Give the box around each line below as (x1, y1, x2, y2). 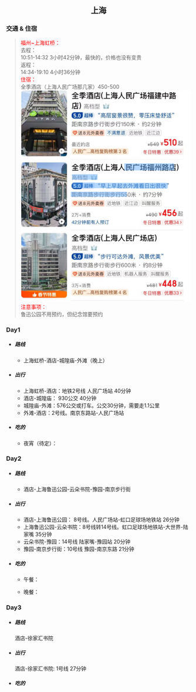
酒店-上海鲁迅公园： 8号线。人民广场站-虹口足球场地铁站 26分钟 (23, 516, 180, 524)
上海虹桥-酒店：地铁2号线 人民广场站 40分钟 (23, 387, 131, 394)
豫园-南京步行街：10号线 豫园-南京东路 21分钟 (23, 545, 135, 553)
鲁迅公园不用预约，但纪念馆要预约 (20, 310, 103, 318)
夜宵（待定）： (23, 440, 58, 447)
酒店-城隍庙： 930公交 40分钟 (23, 394, 97, 401)
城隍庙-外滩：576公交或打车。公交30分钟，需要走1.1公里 (23, 401, 160, 409)
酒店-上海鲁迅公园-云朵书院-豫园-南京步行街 (23, 486, 131, 493)
